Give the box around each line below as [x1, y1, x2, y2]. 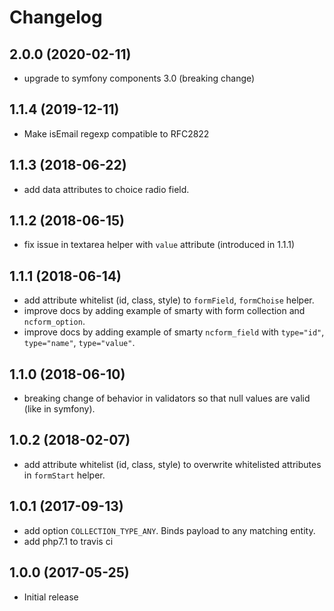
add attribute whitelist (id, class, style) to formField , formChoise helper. [23, 294, 315, 306]
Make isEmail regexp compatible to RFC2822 [23, 127, 210, 140]
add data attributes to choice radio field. [23, 183, 190, 195]
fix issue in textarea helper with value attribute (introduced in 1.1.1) [23, 239, 296, 251]
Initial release [23, 591, 79, 603]
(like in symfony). [23, 403, 96, 415]
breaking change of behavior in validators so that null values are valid [23, 392, 311, 405]
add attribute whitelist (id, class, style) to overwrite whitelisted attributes [23, 458, 322, 470]
